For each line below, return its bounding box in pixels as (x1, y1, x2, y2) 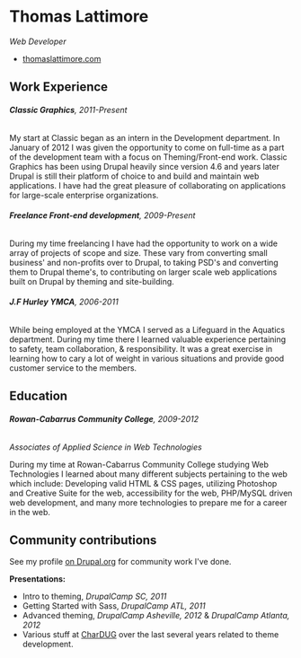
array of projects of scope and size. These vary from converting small (9, 247, 268, 258)
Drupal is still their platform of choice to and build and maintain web (9, 171, 260, 181)
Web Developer (9, 36, 66, 47)
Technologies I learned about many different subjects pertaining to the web (9, 469, 288, 479)
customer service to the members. (9, 362, 137, 373)
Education (9, 389, 68, 404)
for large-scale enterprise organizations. (9, 189, 159, 200)
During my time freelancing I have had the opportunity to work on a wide (9, 238, 279, 249)
